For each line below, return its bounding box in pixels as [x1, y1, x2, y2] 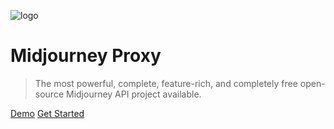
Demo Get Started [10, 107, 85, 119]
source [34, 88, 65, 100]
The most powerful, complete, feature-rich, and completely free [34, 77, 298, 89]
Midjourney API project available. [65, 88, 202, 100]
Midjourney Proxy [10, 45, 162, 67]
